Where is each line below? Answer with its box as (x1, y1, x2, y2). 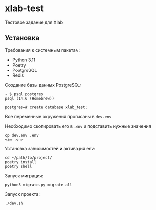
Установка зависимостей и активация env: (5, 145, 96, 151)
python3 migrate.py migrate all (5, 182, 72, 187)
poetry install (5, 159, 37, 164)
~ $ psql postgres (5, 91, 43, 97)
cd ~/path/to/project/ (5, 155, 52, 160)
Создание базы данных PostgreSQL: (5, 82, 82, 88)
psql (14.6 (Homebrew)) (5, 96, 55, 101)
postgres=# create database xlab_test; (5, 105, 88, 110)
